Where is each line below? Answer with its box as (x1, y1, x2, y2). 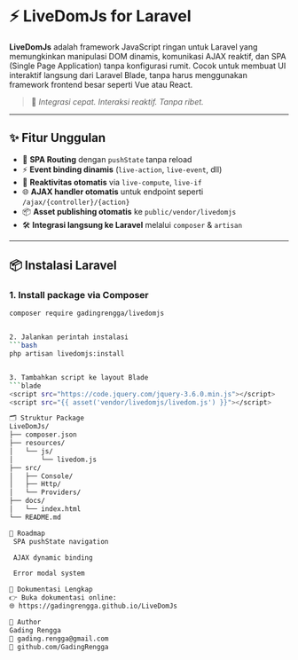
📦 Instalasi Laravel (9, 258, 117, 273)
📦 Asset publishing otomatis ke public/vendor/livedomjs (21, 206, 237, 216)
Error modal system (12, 569, 86, 578)
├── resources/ (9, 439, 66, 448)
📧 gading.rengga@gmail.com (9, 634, 109, 643)
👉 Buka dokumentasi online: (9, 593, 117, 602)
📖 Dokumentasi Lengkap (9, 585, 93, 594)
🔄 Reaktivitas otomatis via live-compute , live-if (21, 177, 202, 187)
